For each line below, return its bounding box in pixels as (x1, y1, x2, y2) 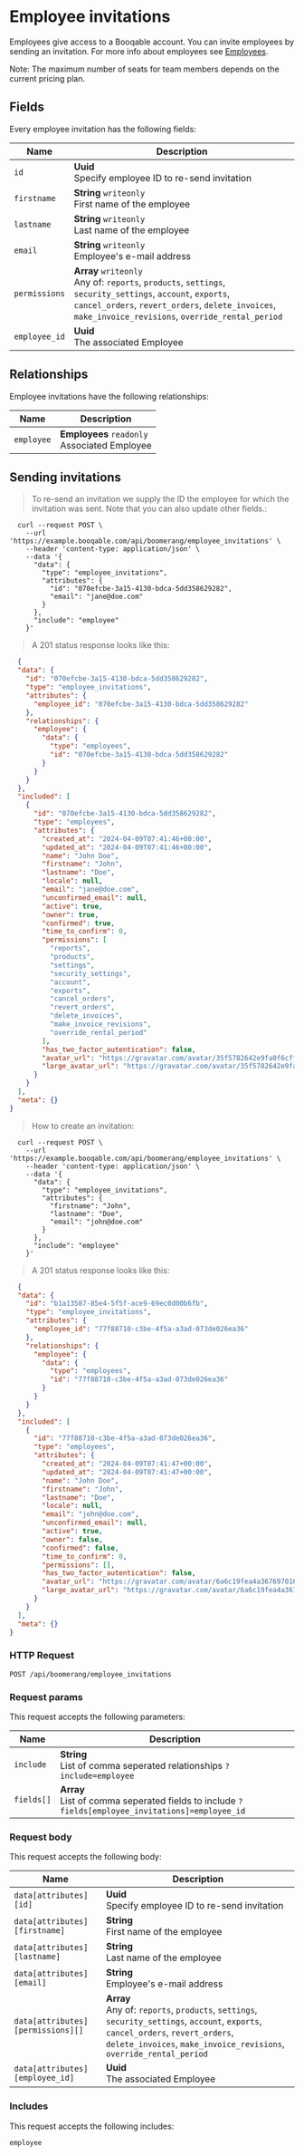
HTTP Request (9, 1649, 75, 1662)
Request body (9, 1831, 72, 1843)
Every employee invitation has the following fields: (9, 123, 196, 134)
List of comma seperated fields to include (60, 1794, 237, 1807)
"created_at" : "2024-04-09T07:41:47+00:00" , (42, 1459, 213, 1468)
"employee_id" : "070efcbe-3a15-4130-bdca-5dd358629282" (33, 700, 249, 709)
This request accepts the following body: (9, 1851, 162, 1862)
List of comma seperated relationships (60, 1759, 223, 1772)
